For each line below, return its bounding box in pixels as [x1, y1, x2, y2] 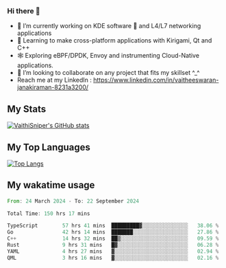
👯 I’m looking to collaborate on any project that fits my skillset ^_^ [16, 69, 200, 77]
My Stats [7, 103, 47, 115]
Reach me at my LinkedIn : [16, 76, 92, 85]
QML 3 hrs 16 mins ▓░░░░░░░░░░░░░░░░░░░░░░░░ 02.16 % [7, 254, 219, 261]
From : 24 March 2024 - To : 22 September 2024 [7, 197, 139, 205]
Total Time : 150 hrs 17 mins [7, 210, 90, 217]
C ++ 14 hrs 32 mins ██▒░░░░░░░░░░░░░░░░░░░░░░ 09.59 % [7, 235, 219, 243]
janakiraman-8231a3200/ [16, 83, 89, 91]
